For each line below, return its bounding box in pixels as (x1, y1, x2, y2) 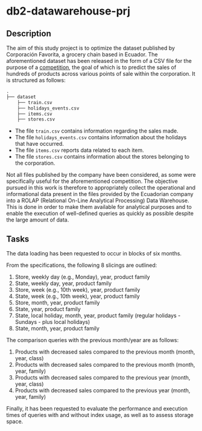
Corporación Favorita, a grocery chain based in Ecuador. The (6, 51, 158, 58)
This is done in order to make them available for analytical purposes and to (6, 203, 192, 211)
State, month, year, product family (14, 325, 99, 332)
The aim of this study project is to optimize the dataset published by (6, 44, 175, 51)
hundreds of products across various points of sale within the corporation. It (6, 70, 196, 77)
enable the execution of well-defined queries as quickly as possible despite (6, 210, 194, 217)
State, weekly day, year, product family (14, 280, 112, 287)
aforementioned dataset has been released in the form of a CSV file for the (6, 58, 192, 64)
